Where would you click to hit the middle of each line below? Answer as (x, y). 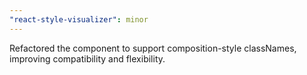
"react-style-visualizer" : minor (79, 19)
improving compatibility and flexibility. (87, 58)
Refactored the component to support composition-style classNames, (153, 48)
